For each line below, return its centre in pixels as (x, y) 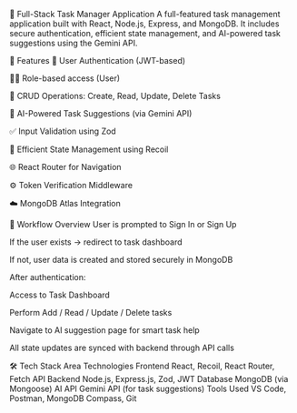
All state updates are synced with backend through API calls (122, 348)
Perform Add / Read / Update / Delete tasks (91, 312)
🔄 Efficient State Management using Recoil (89, 149)
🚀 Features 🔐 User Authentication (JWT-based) (98, 60)
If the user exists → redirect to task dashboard (96, 242)
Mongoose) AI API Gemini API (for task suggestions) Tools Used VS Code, (148, 388)
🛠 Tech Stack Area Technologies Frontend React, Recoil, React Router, (142, 366)
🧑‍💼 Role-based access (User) (65, 78)
